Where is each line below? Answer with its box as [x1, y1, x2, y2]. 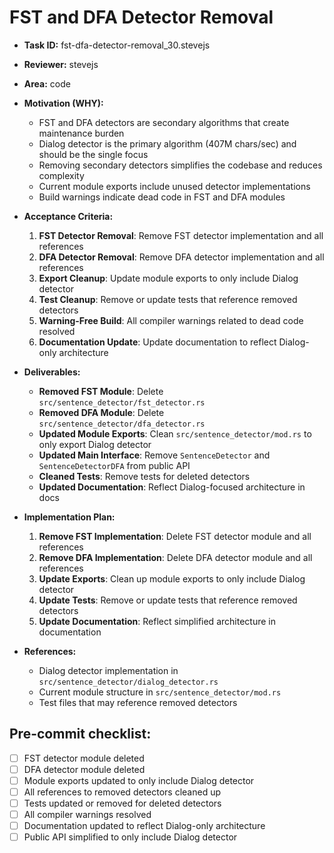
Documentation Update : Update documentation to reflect [38, 336, 277, 348]
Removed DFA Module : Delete [38, 406, 165, 418]
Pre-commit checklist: [9, 726, 152, 743]
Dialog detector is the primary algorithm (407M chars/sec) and [38, 137, 297, 150]
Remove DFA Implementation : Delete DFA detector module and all [38, 551, 313, 563]
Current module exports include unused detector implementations [38, 180, 311, 192]
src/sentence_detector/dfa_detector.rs [38, 419, 206, 429]
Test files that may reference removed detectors [38, 696, 238, 708]
